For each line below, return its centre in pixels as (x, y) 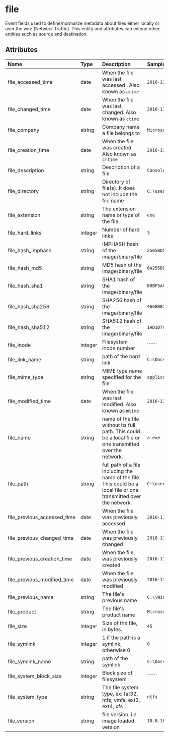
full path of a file (121, 465)
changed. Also (119, 112)
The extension (119, 209)
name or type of (121, 215)
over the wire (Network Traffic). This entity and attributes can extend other (82, 28)
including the (118, 471)
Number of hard (121, 230)
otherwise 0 (116, 650)
